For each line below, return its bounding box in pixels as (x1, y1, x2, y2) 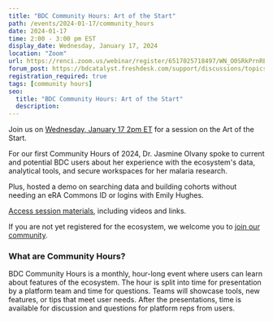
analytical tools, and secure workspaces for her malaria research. (8, 166, 227, 176)
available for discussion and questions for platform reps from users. (8, 303, 236, 313)
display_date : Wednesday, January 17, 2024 (8, 42, 158, 50)
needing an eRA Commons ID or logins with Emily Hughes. (8, 190, 205, 200)
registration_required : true (8, 72, 107, 80)
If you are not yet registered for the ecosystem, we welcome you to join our (8, 222, 260, 232)
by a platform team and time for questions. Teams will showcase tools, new (8, 286, 260, 296)
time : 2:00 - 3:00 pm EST (8, 34, 96, 43)
